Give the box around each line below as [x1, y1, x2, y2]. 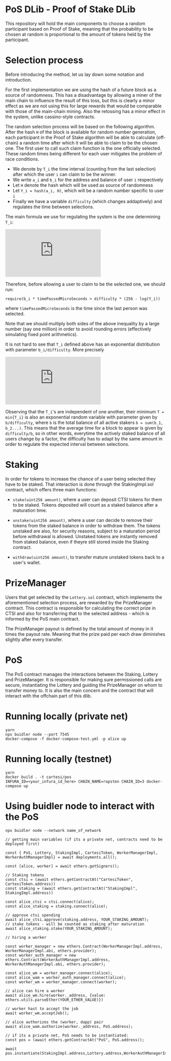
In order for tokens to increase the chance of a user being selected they [5, 476, 156, 482]
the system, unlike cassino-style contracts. [5, 114, 96, 120]
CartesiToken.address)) [5, 881, 56, 886]
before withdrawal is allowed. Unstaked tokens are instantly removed [12, 533, 158, 539]
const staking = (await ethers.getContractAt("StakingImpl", [5, 886, 138, 891]
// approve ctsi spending [5, 912, 60, 917]
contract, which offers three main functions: [5, 486, 98, 492]
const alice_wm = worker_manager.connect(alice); [5, 970, 113, 975]
